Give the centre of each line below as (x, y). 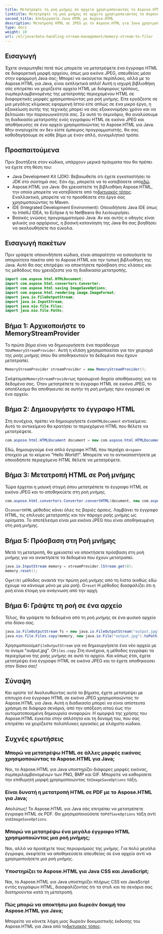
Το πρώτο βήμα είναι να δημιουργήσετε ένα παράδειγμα (62, 345)
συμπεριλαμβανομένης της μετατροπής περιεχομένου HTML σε (70, 94)
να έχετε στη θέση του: (29, 167)
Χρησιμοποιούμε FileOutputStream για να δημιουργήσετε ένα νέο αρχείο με (81, 645)
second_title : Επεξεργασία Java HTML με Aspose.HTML (59, 18)
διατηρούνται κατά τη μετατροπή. (39, 892)
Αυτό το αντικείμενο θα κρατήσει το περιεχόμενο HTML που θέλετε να (77, 426)
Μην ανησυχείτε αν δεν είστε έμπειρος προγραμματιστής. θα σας (72, 129)
